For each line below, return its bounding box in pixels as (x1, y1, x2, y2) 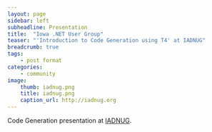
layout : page (7, 10, 46, 18)
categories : (7, 64, 43, 71)
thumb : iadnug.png (20, 83, 75, 91)
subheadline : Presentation (7, 24, 88, 31)
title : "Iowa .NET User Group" (7, 30, 104, 38)
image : (7, 76, 27, 84)
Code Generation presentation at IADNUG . (7, 116, 132, 125)
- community (20, 70, 56, 77)
